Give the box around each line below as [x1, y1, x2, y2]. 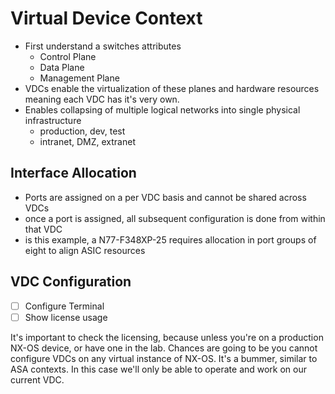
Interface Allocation [10, 165, 137, 182]
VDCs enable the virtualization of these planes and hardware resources [24, 82, 320, 94]
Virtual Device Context [10, 7, 203, 30]
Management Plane [39, 72, 120, 84]
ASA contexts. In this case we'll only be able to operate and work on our [10, 363, 308, 375]
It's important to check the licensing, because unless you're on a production [10, 331, 324, 343]
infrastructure [24, 114, 82, 126]
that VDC [24, 223, 63, 235]
